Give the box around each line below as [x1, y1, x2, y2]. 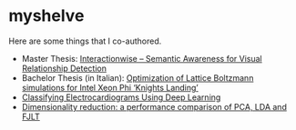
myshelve [8, 5, 85, 26]
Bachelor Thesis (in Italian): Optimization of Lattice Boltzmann [21, 72, 254, 83]
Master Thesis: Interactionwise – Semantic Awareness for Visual [21, 53, 262, 64]
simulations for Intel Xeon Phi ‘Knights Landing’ [21, 82, 199, 93]
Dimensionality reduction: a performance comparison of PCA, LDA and [21, 101, 288, 112]
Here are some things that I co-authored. [8, 35, 162, 46]
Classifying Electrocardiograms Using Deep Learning [21, 92, 221, 103]
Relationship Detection [21, 63, 107, 74]
